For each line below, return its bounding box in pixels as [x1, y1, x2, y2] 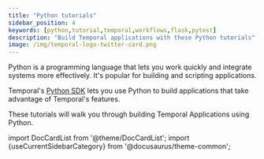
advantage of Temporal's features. [8, 94, 121, 104]
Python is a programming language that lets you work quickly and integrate [8, 62, 252, 72]
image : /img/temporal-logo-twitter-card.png [8, 41, 157, 49]
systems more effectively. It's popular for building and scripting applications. [8, 71, 257, 80]
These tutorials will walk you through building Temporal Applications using [8, 109, 250, 119]
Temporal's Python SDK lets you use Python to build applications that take [8, 86, 250, 95]
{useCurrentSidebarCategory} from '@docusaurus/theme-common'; [8, 142, 231, 151]
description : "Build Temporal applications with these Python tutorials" [8, 33, 256, 42]
